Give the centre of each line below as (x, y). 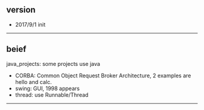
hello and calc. (33, 82)
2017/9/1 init (30, 24)
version (21, 10)
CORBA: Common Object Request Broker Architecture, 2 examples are (103, 76)
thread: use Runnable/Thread (52, 95)
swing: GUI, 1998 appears (47, 88)
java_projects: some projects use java (53, 63)
